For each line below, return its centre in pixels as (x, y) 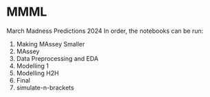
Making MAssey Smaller (50, 44)
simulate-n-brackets (45, 87)
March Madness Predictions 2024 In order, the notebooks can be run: (105, 31)
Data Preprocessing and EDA (57, 58)
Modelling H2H (37, 73)
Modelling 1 (33, 66)
